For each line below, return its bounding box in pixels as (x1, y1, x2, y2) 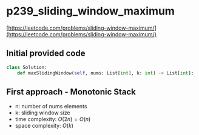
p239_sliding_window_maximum (6, 4, 175, 18)
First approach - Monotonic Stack (6, 87, 137, 97)
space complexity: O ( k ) (15, 122, 74, 130)
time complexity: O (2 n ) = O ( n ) (15, 116, 91, 123)
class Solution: (6, 64, 47, 70)
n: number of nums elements (15, 103, 87, 110)
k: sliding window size (15, 109, 71, 116)
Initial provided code (6, 48, 86, 59)
